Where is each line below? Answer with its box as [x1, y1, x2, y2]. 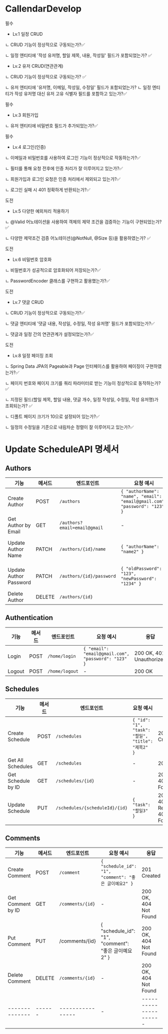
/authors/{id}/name [59, 546, 106, 552]
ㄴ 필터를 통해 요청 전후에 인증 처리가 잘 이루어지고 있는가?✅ [5, 165, 123, 171]
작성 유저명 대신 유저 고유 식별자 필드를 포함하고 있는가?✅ [14, 90, 127, 96]
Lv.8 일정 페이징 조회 [12, 352, 53, 358]
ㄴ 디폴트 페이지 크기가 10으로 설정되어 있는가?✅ [5, 413, 100, 420]
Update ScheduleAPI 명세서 [5, 444, 119, 455]
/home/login [47, 653, 76, 659]
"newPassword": [120, 576, 157, 581]
